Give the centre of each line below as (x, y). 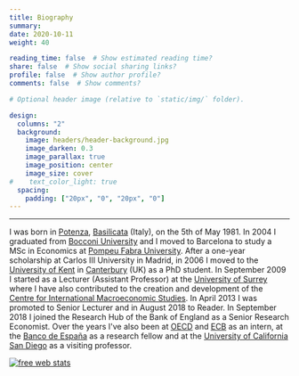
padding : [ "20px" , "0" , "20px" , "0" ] (95, 198)
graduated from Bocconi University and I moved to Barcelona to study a (141, 241)
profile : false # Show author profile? (85, 75)
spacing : (33, 190)
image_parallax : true (65, 157)
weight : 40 (29, 42)
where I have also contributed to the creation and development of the (136, 289)
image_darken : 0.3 (59, 149)
